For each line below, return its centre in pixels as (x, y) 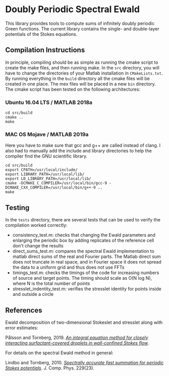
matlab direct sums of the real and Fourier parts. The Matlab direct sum (87, 256)
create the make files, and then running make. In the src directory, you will (82, 67)
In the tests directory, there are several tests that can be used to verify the (83, 220)
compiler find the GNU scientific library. (46, 156)
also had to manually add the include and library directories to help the (79, 151)
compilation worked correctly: (36, 225)
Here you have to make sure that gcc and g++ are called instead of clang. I (83, 145)
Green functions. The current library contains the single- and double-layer (82, 28)
